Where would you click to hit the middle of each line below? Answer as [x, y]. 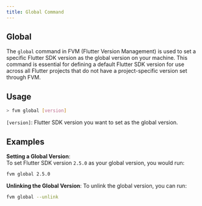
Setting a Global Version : [38, 156]
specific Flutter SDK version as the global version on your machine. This [97, 58]
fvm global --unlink [33, 197]
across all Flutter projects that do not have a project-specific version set [97, 71]
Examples [25, 142]
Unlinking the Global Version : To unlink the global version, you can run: [97, 186]
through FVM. [23, 78]
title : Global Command [35, 12]
